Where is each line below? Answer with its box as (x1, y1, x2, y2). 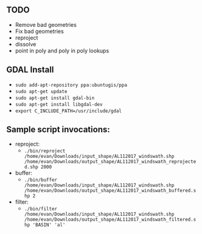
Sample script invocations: (6, 124, 111, 135)
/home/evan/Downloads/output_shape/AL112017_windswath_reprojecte (24, 158, 197, 165)
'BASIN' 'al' (32, 222, 66, 228)
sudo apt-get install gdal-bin (15, 94, 95, 101)
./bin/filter (24, 206, 58, 212)
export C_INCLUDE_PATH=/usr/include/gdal (15, 108, 122, 114)
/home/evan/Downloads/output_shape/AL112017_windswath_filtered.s (24, 216, 197, 223)
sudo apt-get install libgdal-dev (15, 101, 103, 107)
